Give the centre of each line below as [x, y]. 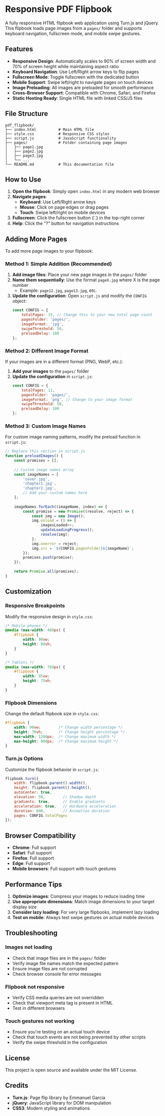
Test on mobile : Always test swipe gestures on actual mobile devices [83, 917]
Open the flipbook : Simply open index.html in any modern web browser [86, 191]
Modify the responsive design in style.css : [49, 616]
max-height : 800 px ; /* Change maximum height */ [66, 741]
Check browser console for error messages [57, 974]
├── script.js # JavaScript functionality [61, 138]
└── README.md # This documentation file [59, 164]
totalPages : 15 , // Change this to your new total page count [87, 315]
